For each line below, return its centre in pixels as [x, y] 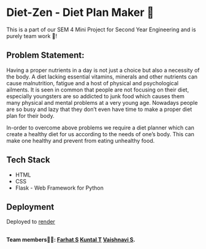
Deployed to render [31, 222]
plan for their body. [30, 115]
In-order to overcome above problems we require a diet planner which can [100, 128]
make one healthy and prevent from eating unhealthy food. [81, 140]
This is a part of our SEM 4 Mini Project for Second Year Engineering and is [101, 29]
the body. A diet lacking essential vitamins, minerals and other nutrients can [102, 77]
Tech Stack [28, 160]
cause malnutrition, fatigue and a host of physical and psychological [93, 83]
